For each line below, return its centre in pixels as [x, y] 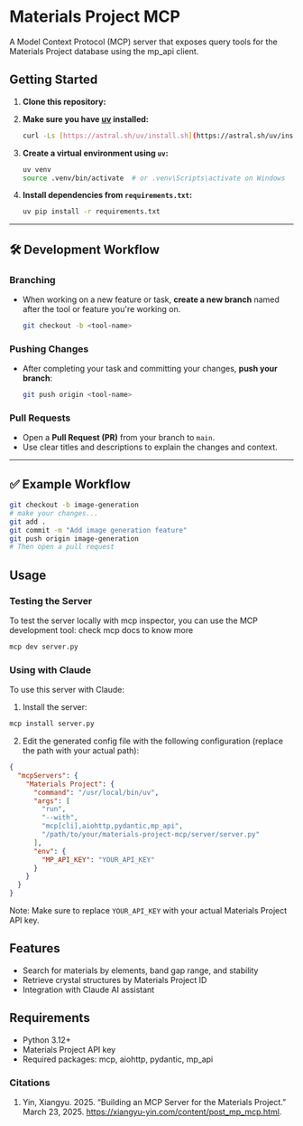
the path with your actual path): [81, 751]
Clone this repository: [64, 101]
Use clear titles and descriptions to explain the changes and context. [150, 447]
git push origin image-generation [74, 539]
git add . [28, 522]
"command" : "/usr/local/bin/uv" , [96, 792]
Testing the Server [51, 601]
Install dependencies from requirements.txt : [107, 195]
